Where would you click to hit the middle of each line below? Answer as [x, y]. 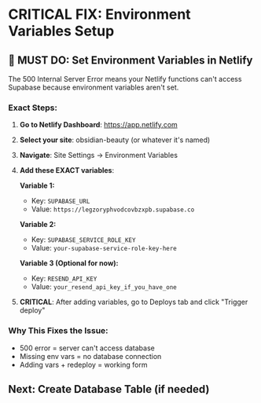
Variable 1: [37, 185]
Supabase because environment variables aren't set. [94, 87]
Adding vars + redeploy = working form [83, 365]
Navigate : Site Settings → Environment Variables [99, 156]
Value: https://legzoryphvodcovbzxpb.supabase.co [113, 209]
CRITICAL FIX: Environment [99, 15]
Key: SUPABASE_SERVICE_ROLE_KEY [83, 240]
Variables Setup [61, 31]
